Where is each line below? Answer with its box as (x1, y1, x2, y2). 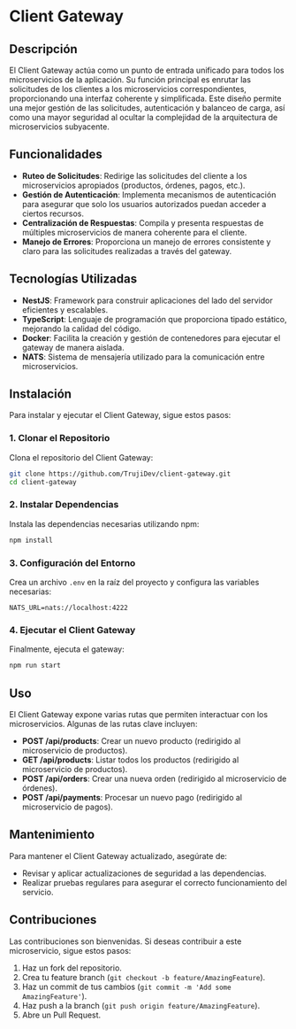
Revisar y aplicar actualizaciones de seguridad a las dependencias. (21, 868, 267, 878)
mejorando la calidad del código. (21, 323, 141, 334)
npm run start (9, 661, 62, 670)
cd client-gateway (9, 477, 77, 486)
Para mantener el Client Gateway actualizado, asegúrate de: (9, 850, 228, 861)
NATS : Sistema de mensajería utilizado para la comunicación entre (21, 352, 265, 362)
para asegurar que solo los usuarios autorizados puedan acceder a (21, 198, 267, 209)
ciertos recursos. (21, 208, 84, 219)
